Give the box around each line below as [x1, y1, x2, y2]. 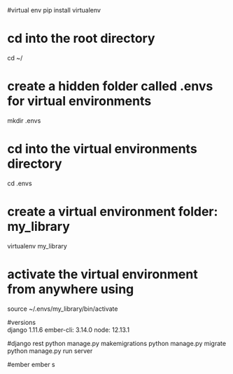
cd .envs [7, 179, 33, 187]
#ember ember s [7, 360, 55, 368]
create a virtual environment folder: [7, 203, 218, 220]
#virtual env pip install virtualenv [7, 6, 101, 14]
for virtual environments [7, 93, 152, 109]
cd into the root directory [7, 31, 155, 46]
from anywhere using [7, 281, 134, 297]
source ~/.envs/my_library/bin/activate [7, 305, 118, 313]
